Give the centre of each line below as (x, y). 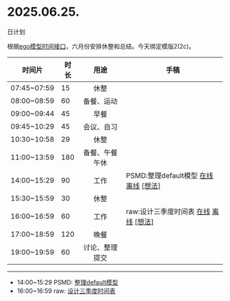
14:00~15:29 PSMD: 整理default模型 (67, 282)
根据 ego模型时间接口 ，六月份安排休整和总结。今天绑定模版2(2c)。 (101, 46)
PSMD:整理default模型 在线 (169, 175)
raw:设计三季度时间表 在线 (168, 211)
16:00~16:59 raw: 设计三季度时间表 (66, 291)
